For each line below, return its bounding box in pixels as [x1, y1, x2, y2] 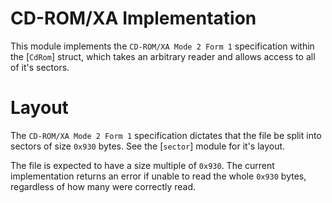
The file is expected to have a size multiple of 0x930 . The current [10, 159, 275, 171]
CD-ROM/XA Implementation [10, 7, 257, 30]
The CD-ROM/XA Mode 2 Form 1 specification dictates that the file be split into [10, 129, 322, 141]
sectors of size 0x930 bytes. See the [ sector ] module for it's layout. [10, 140, 286, 152]
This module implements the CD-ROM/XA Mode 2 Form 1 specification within [10, 40, 315, 52]
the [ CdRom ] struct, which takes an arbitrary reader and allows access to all [10, 50, 316, 62]
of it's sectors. [10, 61, 70, 73]
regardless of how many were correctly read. [10, 180, 197, 192]
